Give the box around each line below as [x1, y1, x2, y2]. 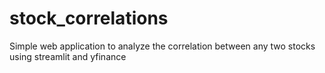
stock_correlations [9, 7, 169, 30]
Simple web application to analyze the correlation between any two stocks [9, 40, 316, 52]
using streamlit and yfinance [9, 50, 127, 62]
